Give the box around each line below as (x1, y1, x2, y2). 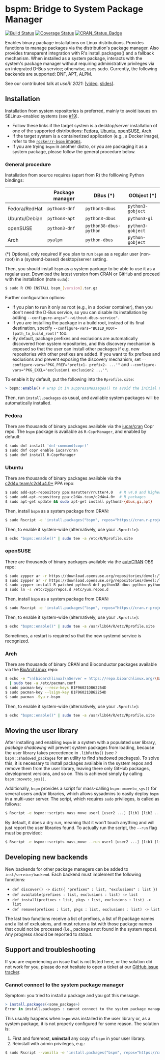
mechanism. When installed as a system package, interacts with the (5, 55, 142, 61)
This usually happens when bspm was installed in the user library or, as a (5, 1015, 151, 1021)
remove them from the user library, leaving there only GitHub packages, (5, 766, 150, 772)
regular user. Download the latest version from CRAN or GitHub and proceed (5, 271, 160, 277)
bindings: (5, 177, 24, 183)
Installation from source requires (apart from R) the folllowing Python (5, 172, 144, 178)
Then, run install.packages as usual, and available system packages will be (5, 395, 159, 401)
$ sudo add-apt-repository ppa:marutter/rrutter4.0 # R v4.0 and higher (5, 490, 162, 495)
